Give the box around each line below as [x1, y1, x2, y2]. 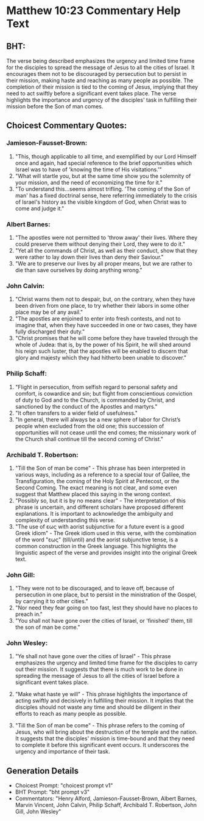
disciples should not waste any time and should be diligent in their [15, 704, 181, 711]
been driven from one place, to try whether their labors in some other [15, 302, 189, 310]
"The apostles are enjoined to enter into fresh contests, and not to [15, 315, 181, 322]
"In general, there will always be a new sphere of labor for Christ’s [15, 415, 181, 423]
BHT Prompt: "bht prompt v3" [15, 789, 90, 796]
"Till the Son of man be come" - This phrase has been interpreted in [15, 464, 186, 472]
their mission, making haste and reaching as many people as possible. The [6, 77, 194, 84]
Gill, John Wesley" [15, 808, 62, 815]
